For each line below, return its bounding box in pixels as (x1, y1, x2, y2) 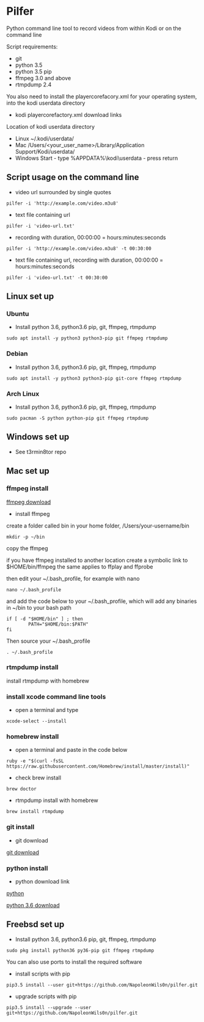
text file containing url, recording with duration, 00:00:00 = (15, 256, 164, 263)
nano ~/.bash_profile (6, 586, 62, 592)
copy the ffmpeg (6, 544, 48, 552)
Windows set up (6, 432, 70, 442)
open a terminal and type (15, 706, 79, 714)
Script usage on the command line (6, 172, 139, 183)
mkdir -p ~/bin (6, 534, 45, 540)
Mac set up (6, 466, 50, 476)
